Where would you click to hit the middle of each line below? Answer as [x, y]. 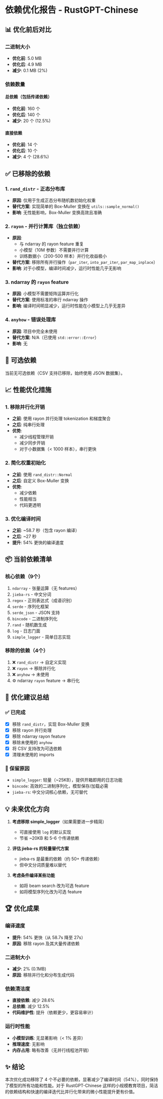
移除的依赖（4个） [27, 650]
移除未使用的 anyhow [32, 742]
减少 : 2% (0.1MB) [29, 969]
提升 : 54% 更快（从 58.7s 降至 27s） [49, 937]
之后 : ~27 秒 [24, 536]
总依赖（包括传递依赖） [28, 97]
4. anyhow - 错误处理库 [30, 320]
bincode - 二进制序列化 [35, 618]
